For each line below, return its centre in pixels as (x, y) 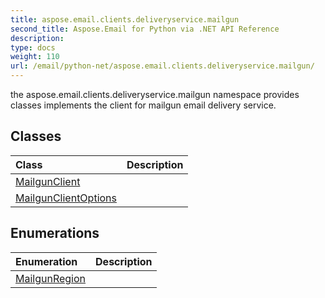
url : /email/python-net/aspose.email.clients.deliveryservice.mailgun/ (162, 66)
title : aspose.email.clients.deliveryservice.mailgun (125, 19)
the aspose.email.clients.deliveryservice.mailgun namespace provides (155, 94)
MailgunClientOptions (66, 198)
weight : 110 (35, 57)
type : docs (33, 47)
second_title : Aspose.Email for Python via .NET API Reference (145, 29)
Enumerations (55, 233)
